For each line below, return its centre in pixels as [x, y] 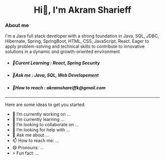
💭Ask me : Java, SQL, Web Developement [55, 75]
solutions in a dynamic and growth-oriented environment [63, 52]
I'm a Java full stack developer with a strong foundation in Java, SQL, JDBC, [82, 36]
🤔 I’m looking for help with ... [41, 130]
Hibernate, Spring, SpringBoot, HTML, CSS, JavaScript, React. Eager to [77, 41]
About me [17, 26]
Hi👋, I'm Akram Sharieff [82, 10]
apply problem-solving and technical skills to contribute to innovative [75, 47]
